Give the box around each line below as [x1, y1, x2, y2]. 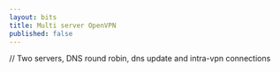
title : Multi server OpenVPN [9, 21, 117, 30]
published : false [9, 29, 73, 38]
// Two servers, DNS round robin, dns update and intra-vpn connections [9, 54, 271, 64]
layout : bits [9, 12, 57, 22]
